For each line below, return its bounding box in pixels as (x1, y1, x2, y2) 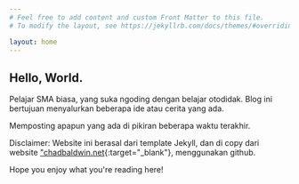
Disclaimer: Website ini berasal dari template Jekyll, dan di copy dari (9, 138, 260, 148)
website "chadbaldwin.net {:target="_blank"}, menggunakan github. (9, 148, 256, 158)
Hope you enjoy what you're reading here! (9, 164, 164, 175)
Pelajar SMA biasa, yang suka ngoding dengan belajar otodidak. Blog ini (9, 94, 273, 105)
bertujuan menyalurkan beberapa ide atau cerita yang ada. (9, 103, 224, 114)
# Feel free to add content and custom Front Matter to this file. (9, 12, 265, 22)
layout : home (9, 37, 58, 46)
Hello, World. (9, 70, 84, 85)
